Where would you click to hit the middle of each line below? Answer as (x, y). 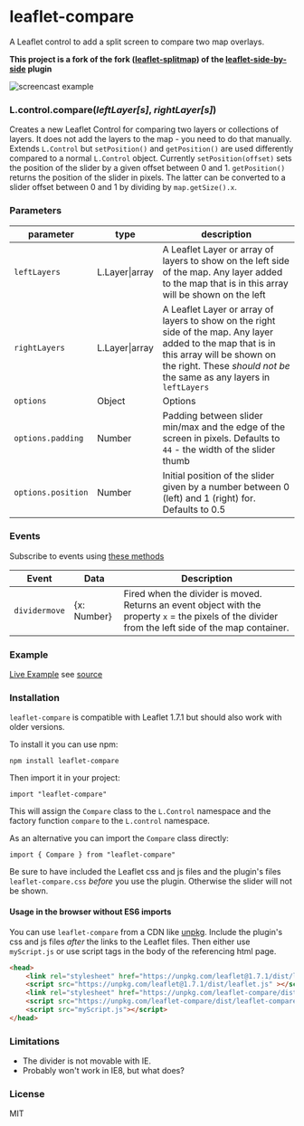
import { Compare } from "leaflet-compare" (93, 855)
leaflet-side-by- (256, 59)
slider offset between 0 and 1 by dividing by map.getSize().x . (123, 187)
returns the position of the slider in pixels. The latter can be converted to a (148, 177)
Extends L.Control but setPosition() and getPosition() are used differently (152, 149)
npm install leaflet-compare (64, 762)
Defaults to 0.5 (194, 509)
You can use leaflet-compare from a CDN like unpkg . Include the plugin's (146, 932)
